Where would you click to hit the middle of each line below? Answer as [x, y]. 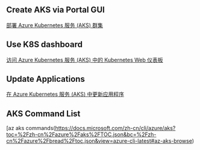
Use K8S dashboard [45, 45]
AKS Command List [43, 114]
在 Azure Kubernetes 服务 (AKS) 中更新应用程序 [65, 94]
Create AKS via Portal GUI [56, 10]
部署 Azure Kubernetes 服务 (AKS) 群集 [55, 25]
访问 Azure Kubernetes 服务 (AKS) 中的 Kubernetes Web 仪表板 [85, 60]
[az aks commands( [31, 128]
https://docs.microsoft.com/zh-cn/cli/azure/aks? [115, 128]
